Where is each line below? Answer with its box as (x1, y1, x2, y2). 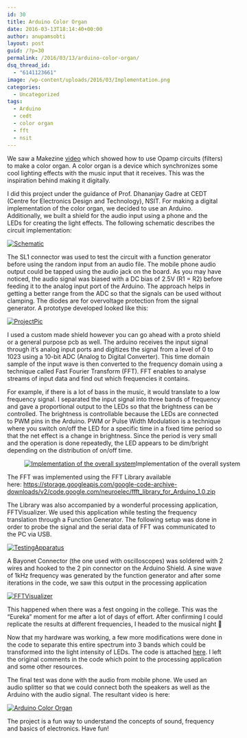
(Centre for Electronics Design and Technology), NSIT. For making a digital (7, 197, 218, 205)
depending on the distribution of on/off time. (7, 446, 133, 454)
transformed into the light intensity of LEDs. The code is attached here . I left (7, 647, 222, 656)
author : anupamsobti (7, 33, 67, 40)
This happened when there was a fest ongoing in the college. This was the (7, 605, 218, 614)
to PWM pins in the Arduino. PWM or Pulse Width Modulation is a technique (7, 417, 221, 425)
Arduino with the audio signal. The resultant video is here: (7, 690, 170, 698)
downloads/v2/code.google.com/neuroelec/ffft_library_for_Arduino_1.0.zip (7, 487, 216, 495)
